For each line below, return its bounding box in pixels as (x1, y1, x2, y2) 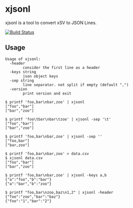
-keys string (9, 69, 36, 74)
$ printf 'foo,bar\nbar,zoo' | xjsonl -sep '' (5, 134, 102, 139)
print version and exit (23, 91, 71, 96)
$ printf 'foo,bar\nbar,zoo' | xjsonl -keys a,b (5, 173, 107, 178)
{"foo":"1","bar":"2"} (5, 198, 52, 204)
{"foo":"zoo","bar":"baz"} (5, 194, 61, 199)
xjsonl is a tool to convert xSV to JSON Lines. (5, 20, 97, 26)
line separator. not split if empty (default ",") (23, 82, 129, 87)
